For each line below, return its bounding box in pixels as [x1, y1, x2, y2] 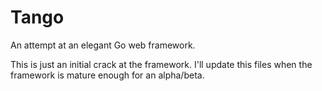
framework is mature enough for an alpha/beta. [10, 69, 205, 81]
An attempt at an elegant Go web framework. [10, 39, 196, 51]
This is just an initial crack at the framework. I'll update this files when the [10, 58, 313, 70]
